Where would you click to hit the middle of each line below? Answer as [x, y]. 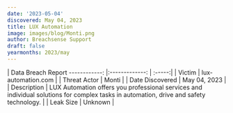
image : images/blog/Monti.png [51, 33]
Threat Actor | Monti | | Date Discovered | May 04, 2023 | [144, 80]
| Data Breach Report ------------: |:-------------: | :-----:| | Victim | [104, 72]
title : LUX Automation [40, 27]
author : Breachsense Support [49, 40]
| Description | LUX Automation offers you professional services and [105, 87]
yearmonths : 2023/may [39, 53]
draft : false [26, 46]
